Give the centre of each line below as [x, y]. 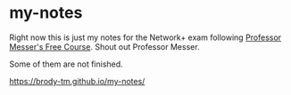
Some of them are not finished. [66, 64]
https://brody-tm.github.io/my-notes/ [77, 81]
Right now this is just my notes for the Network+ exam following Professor [145, 37]
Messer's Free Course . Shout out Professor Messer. [104, 46]
